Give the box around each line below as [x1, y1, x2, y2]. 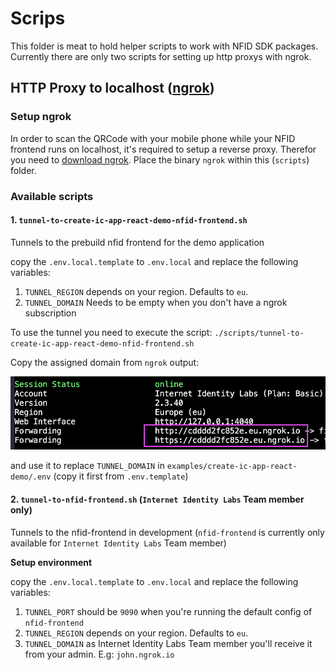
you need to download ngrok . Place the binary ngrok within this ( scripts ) [10, 153, 310, 166]
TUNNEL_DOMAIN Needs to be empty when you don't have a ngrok [24, 296, 288, 308]
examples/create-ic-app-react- [166, 462, 298, 472]
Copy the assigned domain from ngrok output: [10, 356, 200, 368]
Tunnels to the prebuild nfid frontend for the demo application [10, 236, 265, 248]
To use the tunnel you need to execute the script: [10, 326, 213, 338]
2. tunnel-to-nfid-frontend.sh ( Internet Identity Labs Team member [10, 493, 305, 506]
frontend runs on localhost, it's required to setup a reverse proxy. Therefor [10, 143, 317, 155]
